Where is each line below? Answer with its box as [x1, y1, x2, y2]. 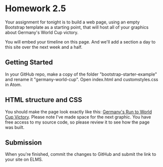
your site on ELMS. [5, 157, 43, 163]
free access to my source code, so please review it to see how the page [5, 119, 150, 125]
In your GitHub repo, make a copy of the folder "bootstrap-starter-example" [5, 71, 157, 77]
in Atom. [5, 82, 22, 87]
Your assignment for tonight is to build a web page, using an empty [5, 19, 140, 25]
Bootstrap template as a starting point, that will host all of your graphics [5, 24, 149, 30]
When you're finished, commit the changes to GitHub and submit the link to [5, 151, 156, 157]
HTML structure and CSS [5, 96, 82, 104]
